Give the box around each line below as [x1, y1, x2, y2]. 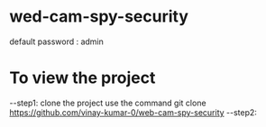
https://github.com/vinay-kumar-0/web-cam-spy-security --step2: [9, 106, 257, 118]
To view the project [9, 68, 156, 88]
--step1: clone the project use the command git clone [9, 97, 206, 108]
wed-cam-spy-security [9, 6, 189, 27]
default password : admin [9, 36, 104, 47]
